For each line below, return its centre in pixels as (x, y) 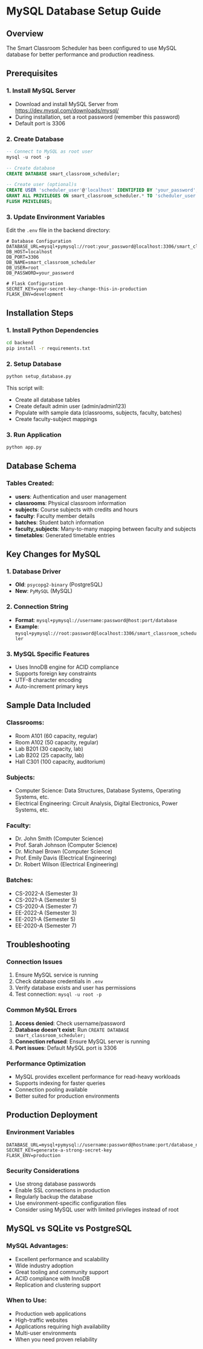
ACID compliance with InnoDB (52, 1278)
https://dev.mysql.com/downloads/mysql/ (67, 110)
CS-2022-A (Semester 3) (46, 893)
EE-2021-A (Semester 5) (45, 919)
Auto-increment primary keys (52, 686)
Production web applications (50, 1313)
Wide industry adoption (44, 1265)
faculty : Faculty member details (55, 515)
